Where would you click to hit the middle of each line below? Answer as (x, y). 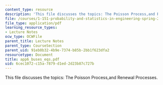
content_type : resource (29, 9)
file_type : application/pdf (33, 23)
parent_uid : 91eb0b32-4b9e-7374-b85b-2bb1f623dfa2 (57, 50)
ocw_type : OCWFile (24, 37)
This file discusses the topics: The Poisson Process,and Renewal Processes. (81, 78)
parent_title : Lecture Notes (34, 41)
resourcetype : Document (29, 55)
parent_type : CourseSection (33, 46)
